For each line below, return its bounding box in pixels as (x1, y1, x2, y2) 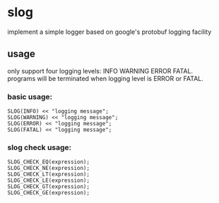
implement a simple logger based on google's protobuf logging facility (7, 27, 212, 36)
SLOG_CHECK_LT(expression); (7, 171, 90, 178)
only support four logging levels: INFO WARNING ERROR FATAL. (7, 66, 193, 75)
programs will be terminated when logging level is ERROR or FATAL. (7, 74, 203, 82)
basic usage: (7, 92, 53, 101)
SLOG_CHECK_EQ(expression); (7, 159, 90, 166)
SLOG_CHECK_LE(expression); (7, 177, 90, 184)
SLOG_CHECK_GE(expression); (7, 190, 90, 197)
